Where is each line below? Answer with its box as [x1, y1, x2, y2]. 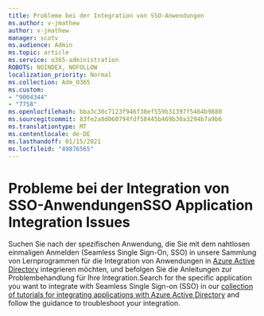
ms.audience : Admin [8, 41, 73, 49]
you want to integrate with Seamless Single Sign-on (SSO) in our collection [8, 282, 254, 291]
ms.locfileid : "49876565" [8, 145, 94, 153]
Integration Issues [8, 213, 131, 231]
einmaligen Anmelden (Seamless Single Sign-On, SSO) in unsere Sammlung [8, 248, 257, 257]
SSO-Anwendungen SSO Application [8, 196, 254, 214]
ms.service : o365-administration [8, 57, 119, 64]
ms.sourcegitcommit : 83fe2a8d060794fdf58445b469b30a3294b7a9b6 [8, 115, 223, 123]
